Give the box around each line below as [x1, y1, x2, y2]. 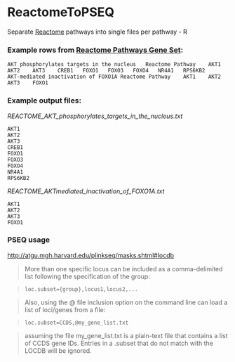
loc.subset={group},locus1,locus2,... [24, 285, 138, 292]
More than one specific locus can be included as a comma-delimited [24, 264, 223, 273]
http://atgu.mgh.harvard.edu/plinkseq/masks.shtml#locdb [7, 251, 174, 259]
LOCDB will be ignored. [24, 346, 93, 355]
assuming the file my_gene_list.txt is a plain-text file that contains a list [24, 331, 228, 340]
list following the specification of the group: [24, 272, 151, 280]
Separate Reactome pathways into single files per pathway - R [7, 27, 187, 36]
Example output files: [7, 96, 82, 105]
